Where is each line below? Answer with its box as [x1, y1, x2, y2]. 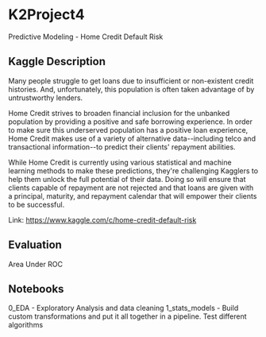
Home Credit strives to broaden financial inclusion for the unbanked [8, 108, 230, 118]
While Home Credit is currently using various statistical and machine [8, 157, 232, 167]
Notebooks [8, 282, 64, 296]
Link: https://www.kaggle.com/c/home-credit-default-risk [8, 215, 197, 224]
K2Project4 [8, 6, 85, 24]
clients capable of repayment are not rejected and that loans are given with [8, 183, 254, 192]
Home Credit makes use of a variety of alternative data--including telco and [8, 134, 256, 143]
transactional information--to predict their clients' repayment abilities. [8, 141, 236, 152]
